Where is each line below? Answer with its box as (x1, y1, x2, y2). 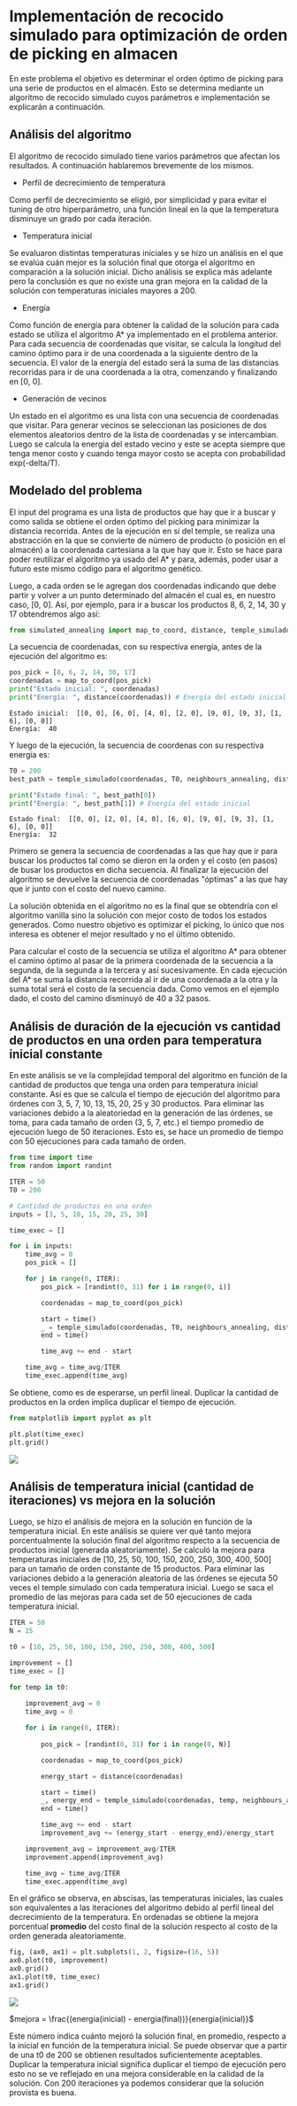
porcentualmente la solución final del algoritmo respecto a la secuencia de (9, 1535, 280, 1546)
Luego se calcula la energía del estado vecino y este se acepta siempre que (9, 439, 286, 449)
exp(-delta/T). (9, 457, 60, 468)
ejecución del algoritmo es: (9, 651, 108, 662)
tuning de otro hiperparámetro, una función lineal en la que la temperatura (9, 204, 279, 214)
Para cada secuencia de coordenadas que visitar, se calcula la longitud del (9, 338, 281, 349)
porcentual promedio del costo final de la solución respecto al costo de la (9, 1921, 278, 1932)
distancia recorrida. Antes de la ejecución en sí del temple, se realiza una (9, 525, 276, 536)
